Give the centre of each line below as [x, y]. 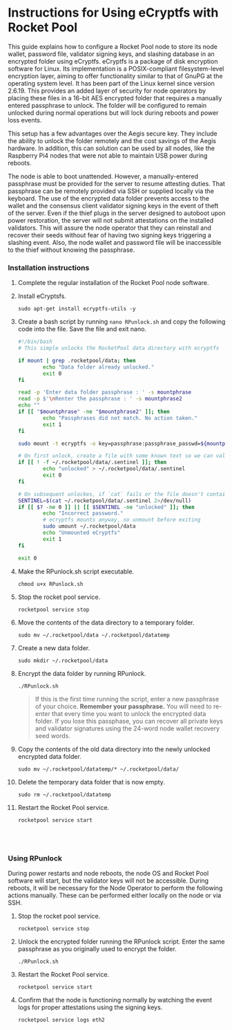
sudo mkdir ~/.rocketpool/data [63, 661]
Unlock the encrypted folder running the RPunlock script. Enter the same [121, 941]
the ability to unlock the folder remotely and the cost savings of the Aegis [112, 140]
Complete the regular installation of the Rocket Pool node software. [113, 283]
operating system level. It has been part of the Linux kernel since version [111, 83]
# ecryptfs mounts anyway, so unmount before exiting [122, 520]
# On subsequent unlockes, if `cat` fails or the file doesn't [111, 494]
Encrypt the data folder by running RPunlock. [82, 673]
